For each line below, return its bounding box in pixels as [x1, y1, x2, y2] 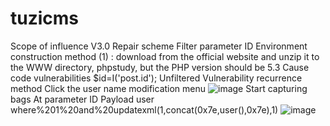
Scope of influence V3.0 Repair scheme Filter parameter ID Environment [10, 40, 308, 52]
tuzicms [10, 7, 80, 30]
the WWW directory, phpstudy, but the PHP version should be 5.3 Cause [10, 61, 310, 73]
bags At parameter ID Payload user [10, 93, 155, 105]
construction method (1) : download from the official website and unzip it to [10, 50, 320, 62]
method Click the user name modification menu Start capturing [10, 82, 308, 94]
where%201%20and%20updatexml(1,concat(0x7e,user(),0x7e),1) [10, 103, 279, 116]
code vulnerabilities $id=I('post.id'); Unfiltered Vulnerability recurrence [10, 72, 303, 84]
